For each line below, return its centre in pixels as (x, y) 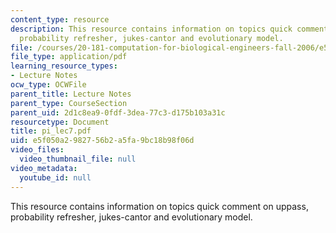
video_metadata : (44, 168)
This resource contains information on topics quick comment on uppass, (159, 206)
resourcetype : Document (60, 122)
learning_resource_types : (64, 66)
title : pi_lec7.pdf (51, 131)
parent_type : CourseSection (69, 103)
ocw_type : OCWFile (48, 85)
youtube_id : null (55, 177)
